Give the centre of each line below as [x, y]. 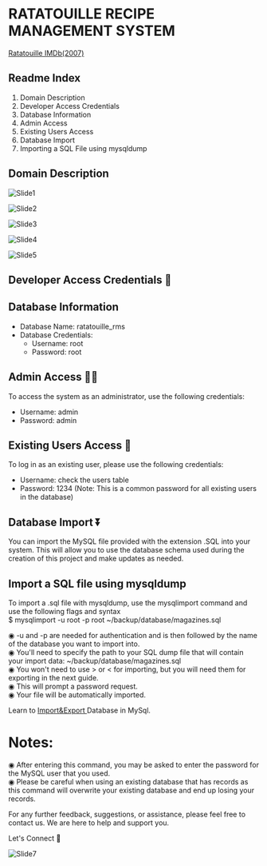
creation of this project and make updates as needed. [96, 559]
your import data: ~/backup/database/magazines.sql [95, 661]
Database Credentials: [56, 335]
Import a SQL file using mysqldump [97, 583]
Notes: [31, 742]
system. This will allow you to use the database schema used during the [126, 550]
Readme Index [45, 78]
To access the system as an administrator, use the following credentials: [127, 396]
